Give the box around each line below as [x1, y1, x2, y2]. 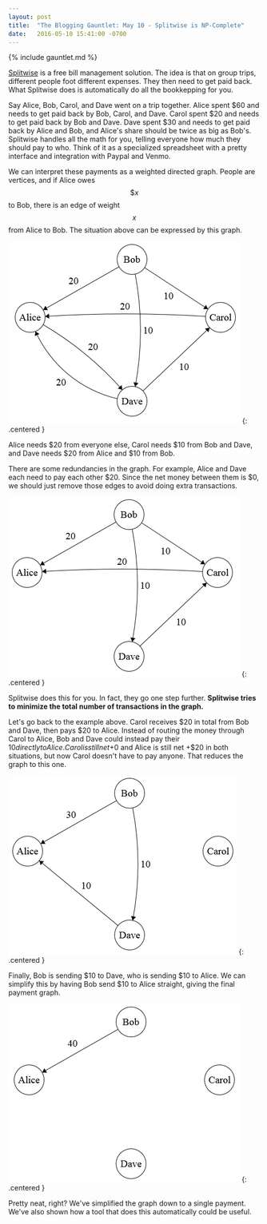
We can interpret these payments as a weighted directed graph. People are [8, 167, 256, 177]
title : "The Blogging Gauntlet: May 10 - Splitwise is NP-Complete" [8, 21, 245, 30]
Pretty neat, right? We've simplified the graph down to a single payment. [8, 1198, 246, 1208]
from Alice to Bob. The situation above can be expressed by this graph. [8, 225, 242, 235]
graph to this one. [8, 760, 66, 769]
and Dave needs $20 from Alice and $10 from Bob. [8, 448, 176, 459]
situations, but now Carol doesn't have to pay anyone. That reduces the [8, 751, 244, 761]
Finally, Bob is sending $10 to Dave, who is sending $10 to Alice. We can [8, 971, 246, 980]
